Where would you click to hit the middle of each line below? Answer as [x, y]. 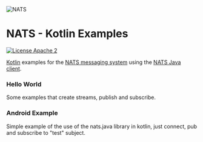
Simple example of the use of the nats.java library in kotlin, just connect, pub [102, 126]
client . [14, 68]
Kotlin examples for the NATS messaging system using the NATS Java [94, 62]
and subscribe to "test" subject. [46, 132]
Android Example [32, 113]
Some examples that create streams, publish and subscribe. [81, 97]
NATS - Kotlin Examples [67, 34]
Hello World [24, 84]
